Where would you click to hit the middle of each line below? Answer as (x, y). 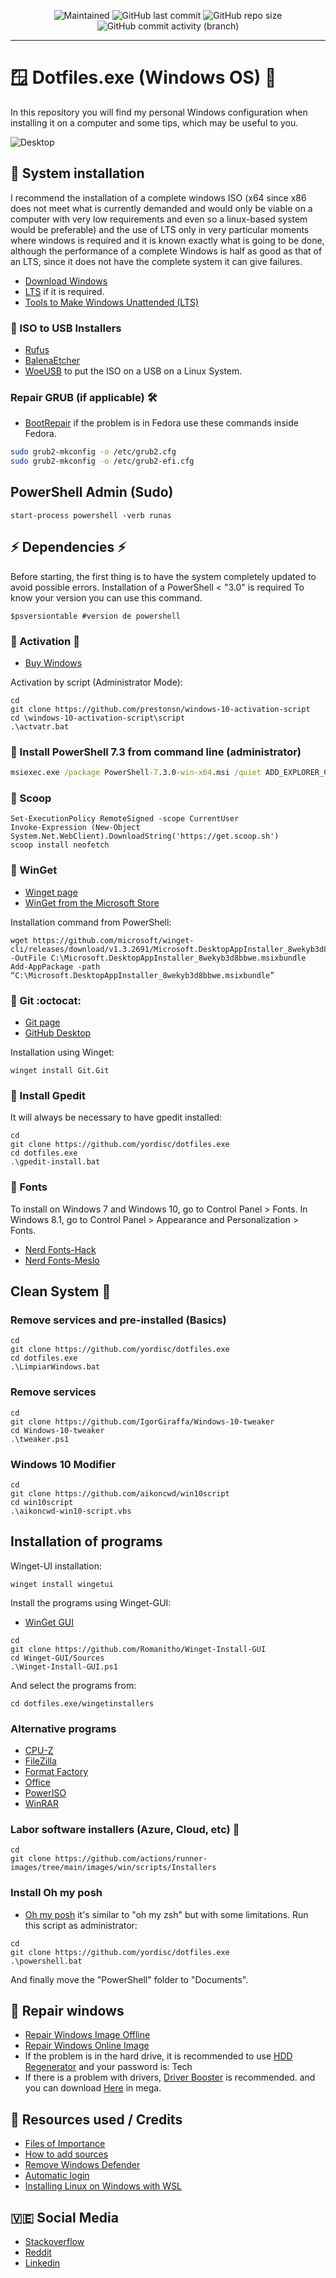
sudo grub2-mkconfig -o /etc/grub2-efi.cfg (102, 461)
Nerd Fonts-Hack (60, 1249)
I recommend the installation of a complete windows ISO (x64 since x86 (158, 197)
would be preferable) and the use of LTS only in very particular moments (160, 229)
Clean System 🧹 (61, 1291)
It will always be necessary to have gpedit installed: (116, 1117)
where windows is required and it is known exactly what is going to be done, (167, 240)
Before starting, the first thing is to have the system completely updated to (163, 576)
